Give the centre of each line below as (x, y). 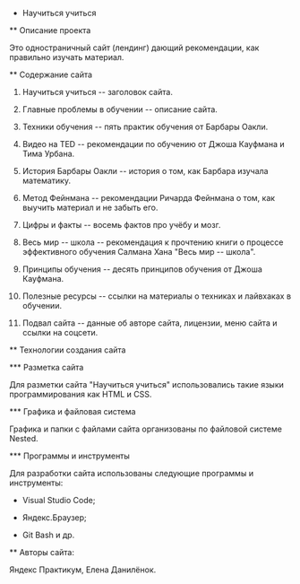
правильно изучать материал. (67, 57)
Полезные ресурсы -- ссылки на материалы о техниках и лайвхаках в (157, 296)
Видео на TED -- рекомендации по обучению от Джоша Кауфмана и (153, 144)
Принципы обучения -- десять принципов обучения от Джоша (142, 269)
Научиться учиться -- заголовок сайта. (97, 92)
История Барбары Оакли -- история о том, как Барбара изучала (145, 171)
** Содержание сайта (51, 74)
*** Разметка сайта (47, 367)
